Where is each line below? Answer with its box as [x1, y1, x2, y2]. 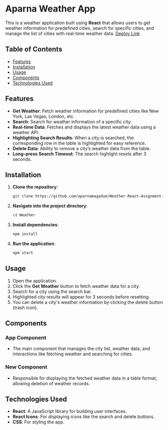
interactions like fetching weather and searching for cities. [12, 351, 133, 357]
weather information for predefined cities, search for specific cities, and [5, 25, 154, 31]
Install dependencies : [12, 222, 59, 228]
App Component [5, 334, 47, 341]
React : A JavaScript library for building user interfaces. [12, 408, 127, 414]
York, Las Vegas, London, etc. [12, 113, 75, 119]
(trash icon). [12, 304, 38, 311]
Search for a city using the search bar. [12, 288, 92, 294]
